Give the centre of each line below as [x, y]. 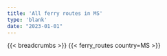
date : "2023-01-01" [35, 26]
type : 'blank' [27, 20]
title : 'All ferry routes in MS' [55, 13]
